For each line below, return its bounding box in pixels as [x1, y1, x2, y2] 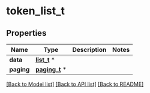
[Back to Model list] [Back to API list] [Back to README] [6, 80, 144, 88]
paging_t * [35, 66, 67, 73]
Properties [6, 28, 47, 38]
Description [72, 46, 107, 54]
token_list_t [6, 4, 65, 18]
